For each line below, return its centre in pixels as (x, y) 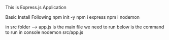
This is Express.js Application (36, 7)
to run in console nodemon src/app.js (44, 32)
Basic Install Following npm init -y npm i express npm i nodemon (72, 17)
